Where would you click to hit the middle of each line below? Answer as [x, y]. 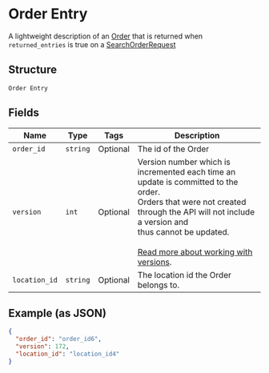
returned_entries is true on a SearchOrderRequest [92, 44]
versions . [155, 262]
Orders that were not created [192, 202]
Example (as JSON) [57, 313]
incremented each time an [187, 171]
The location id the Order [185, 275]
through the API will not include [196, 211]
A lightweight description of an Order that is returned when [106, 36]
